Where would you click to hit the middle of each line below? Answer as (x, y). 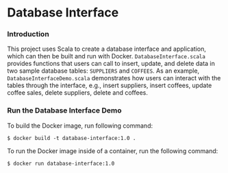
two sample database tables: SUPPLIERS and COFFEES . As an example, (103, 71)
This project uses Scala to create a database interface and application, (107, 49)
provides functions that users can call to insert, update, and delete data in (111, 64)
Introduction (28, 34)
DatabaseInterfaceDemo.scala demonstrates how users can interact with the (114, 78)
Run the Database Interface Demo (64, 111)
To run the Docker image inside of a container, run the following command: (113, 151)
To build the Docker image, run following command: (80, 126)
